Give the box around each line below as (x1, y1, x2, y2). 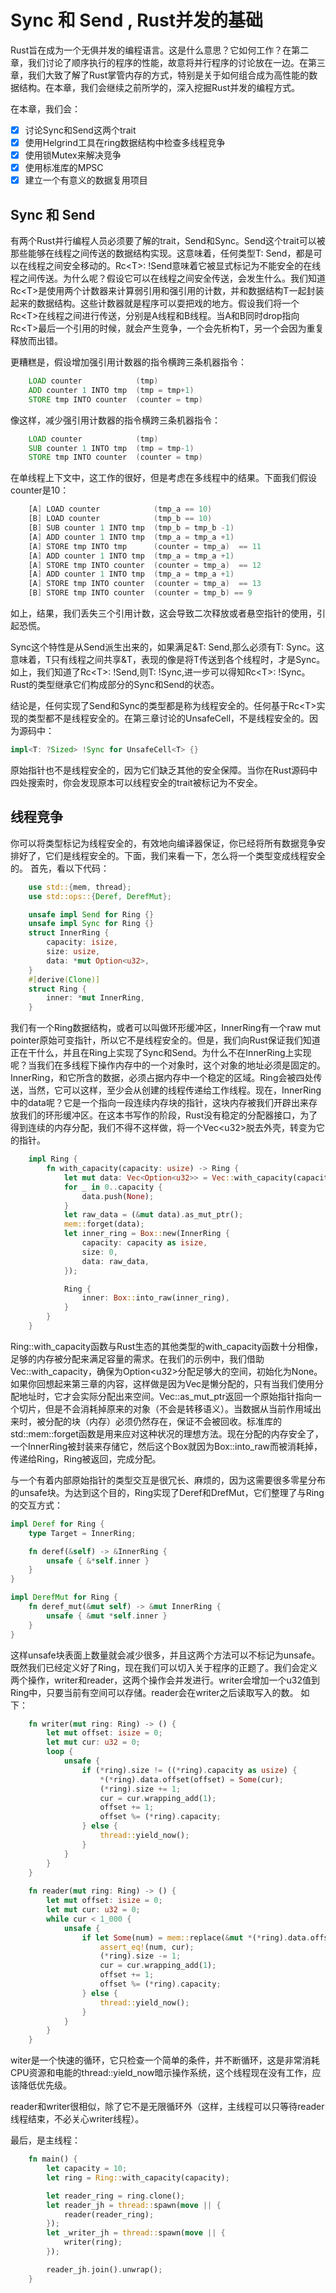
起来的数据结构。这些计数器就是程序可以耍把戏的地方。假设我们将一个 (10, 297, 300, 310)
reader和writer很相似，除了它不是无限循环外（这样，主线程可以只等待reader (10, 2101, 325, 2113)
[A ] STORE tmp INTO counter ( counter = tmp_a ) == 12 (28, 560, 262, 570)
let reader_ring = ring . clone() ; (46, 2191, 186, 2201)
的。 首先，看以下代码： (10, 862, 110, 874)
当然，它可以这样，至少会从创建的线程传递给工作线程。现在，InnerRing (27, 1084, 322, 1096)
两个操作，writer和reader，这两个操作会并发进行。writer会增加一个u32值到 (10, 1674, 320, 1686)
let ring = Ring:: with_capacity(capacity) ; (46, 2172, 230, 2183)
